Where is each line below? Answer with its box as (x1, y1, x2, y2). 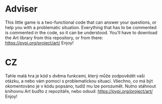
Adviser (5, 3, 38, 15)
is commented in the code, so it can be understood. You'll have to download (5, 30, 158, 35)
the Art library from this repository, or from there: (5, 35, 103, 41)
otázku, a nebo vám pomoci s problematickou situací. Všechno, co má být (5, 78, 153, 84)
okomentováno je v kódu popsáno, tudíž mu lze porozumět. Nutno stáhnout (5, 83, 156, 89)
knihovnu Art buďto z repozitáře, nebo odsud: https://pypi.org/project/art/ (5, 88, 153, 94)
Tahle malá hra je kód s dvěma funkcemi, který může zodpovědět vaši (5, 73, 145, 78)
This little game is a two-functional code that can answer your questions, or (5, 19, 157, 25)
